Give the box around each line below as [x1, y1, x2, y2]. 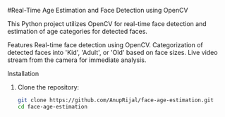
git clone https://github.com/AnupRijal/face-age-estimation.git [17, 97, 214, 104]
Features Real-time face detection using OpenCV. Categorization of [7, 41, 203, 49]
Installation [7, 70, 39, 78]
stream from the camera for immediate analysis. [7, 56, 147, 64]
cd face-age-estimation [17, 103, 88, 110]
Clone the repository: [17, 83, 80, 91]
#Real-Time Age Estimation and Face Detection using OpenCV [7, 6, 188, 14]
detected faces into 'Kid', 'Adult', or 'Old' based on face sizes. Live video [7, 49, 218, 56]
